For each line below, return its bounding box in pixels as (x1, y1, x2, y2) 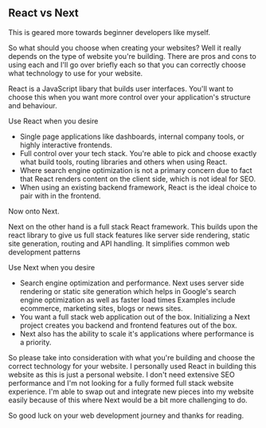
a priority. (19, 337, 52, 347)
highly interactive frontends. (19, 139, 113, 150)
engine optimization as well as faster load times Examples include (19, 295, 236, 304)
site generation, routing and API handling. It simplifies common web (8, 238, 230, 248)
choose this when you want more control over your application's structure (8, 92, 251, 102)
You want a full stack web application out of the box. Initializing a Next (19, 312, 251, 321)
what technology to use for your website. (8, 68, 143, 78)
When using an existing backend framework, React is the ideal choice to (19, 183, 257, 192)
